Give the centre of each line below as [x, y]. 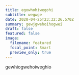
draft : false [19, 29]
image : [12, 39]
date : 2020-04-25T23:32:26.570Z [39, 19]
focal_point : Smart [31, 48]
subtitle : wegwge [24, 15]
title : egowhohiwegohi [29, 10]
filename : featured [31, 43]
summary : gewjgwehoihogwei [34, 24]
